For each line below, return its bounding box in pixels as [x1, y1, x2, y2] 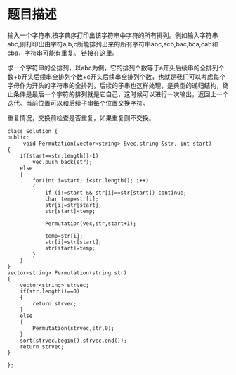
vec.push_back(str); [32, 158, 93, 165]
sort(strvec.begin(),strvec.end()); [20, 337, 128, 344]
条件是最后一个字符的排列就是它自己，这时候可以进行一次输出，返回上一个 [13, 89, 229, 98]
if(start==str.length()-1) [20, 152, 99, 159]
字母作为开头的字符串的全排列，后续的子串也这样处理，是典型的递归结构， [7, 81, 223, 89]
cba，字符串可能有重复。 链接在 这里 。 [7, 49, 119, 57]
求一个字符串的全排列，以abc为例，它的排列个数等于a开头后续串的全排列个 [7, 63, 225, 72]
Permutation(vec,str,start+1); [44, 220, 137, 227]
